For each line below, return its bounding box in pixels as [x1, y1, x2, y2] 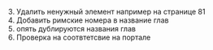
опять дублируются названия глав [15, 24, 137, 33]
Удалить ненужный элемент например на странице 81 [15, 7, 206, 16]
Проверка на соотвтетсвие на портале [15, 32, 151, 42]
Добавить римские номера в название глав [15, 15, 169, 25]
